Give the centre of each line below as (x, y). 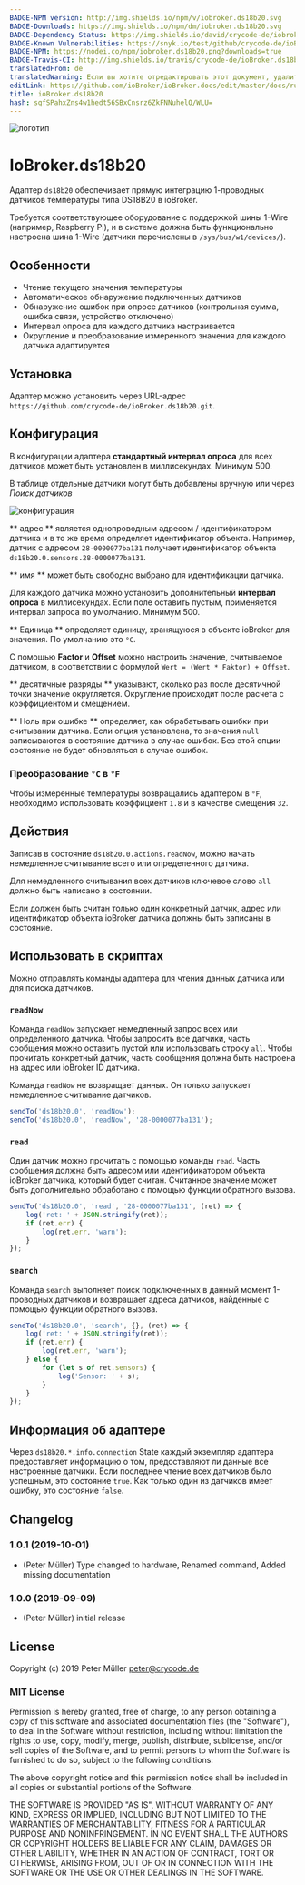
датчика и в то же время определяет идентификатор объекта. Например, (152, 538)
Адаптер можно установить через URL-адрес (98, 396)
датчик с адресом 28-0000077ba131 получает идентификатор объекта (143, 548)
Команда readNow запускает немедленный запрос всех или (124, 1028)
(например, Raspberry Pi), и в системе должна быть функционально (142, 227)
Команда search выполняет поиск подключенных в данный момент (140, 1289)
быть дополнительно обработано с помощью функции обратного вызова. (153, 1190)
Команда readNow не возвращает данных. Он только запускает (130, 1084)
